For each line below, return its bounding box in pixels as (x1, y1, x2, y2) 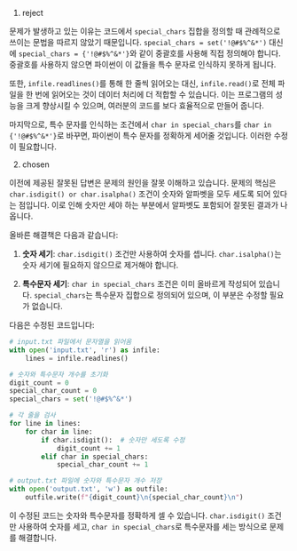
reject (21, 8, 44, 18)
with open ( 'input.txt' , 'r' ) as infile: (9, 346, 161, 355)
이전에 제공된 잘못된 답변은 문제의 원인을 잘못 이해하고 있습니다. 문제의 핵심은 (9, 178, 277, 188)
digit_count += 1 (56, 443, 121, 452)
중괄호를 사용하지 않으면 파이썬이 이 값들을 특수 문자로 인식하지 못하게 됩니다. (9, 60, 277, 69)
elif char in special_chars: (41, 452, 149, 461)
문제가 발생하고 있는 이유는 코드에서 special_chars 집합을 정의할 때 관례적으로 (9, 26, 281, 36)
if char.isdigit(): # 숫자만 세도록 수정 (41, 435, 185, 444)
